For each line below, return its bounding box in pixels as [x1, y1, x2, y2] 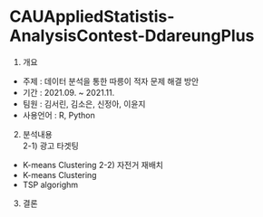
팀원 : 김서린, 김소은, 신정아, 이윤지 [22, 98, 146, 109]
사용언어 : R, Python [22, 109, 95, 120]
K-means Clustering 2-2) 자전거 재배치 [22, 159, 163, 170]
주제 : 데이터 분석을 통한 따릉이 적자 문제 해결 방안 [22, 75, 200, 87]
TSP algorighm [22, 179, 79, 190]
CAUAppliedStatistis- [9, 6, 175, 27]
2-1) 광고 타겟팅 [22, 140, 79, 151]
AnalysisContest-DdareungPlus [9, 25, 255, 46]
